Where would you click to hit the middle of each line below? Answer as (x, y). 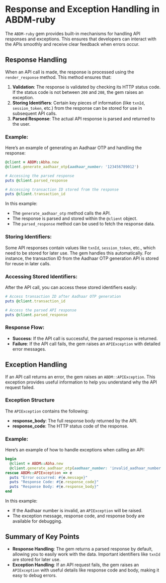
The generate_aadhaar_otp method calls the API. (61, 213)
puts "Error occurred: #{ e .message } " (49, 477)
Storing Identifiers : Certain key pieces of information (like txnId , (79, 103)
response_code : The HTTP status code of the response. (70, 426)
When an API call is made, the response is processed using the (70, 72)
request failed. (20, 387)
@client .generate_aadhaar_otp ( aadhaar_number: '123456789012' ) (72, 167)
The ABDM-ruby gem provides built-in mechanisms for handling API (73, 33)
